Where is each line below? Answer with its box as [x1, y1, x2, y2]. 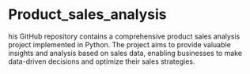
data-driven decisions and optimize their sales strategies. [8, 57, 195, 66]
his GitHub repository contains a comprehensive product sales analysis [8, 31, 241, 41]
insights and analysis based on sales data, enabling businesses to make [8, 48, 243, 57]
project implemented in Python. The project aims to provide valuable [8, 39, 231, 49]
